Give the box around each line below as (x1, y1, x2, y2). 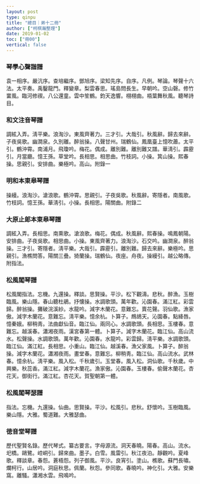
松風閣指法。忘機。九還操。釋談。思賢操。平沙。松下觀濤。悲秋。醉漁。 (6, 291, 183, 298)
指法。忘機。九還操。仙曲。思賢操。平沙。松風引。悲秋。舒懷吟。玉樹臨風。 (6, 403, 194, 411)
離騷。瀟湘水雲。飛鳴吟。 (16, 471, 79, 479)
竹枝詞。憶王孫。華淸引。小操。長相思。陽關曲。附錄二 (6, 199, 142, 206)
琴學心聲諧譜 (6, 63, 43, 71)
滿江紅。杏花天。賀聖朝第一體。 (42, 373, 121, 380)
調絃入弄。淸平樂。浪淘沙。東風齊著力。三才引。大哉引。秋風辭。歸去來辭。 (6, 130, 194, 138)
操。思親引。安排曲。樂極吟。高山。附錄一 (6, 160, 111, 167)
